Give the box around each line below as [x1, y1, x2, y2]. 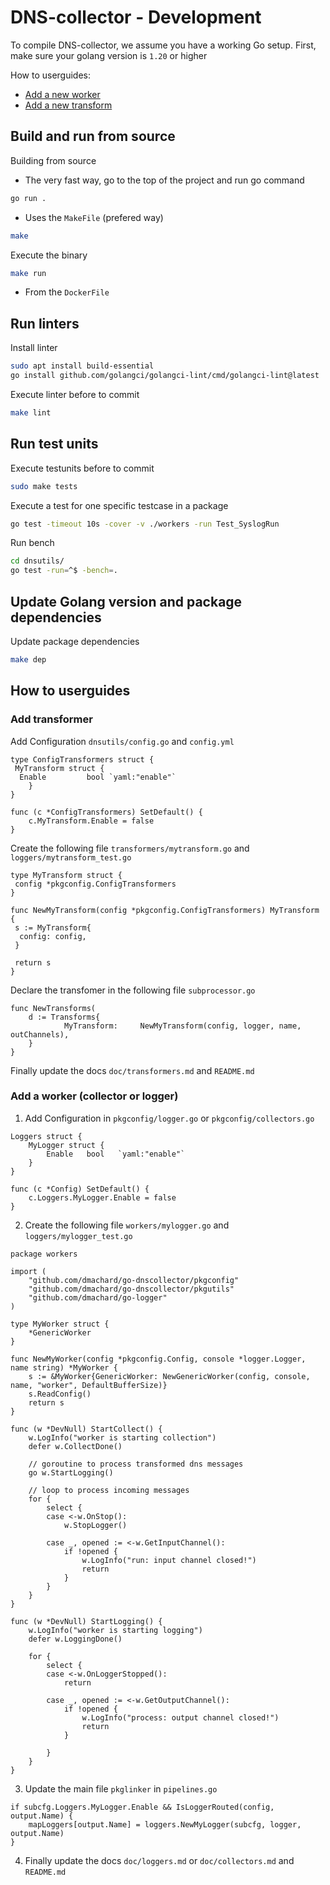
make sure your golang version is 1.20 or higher [10, 49, 208, 61]
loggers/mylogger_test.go [24, 1231, 133, 1241]
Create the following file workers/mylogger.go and [24, 1219, 230, 1231]
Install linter [10, 342, 58, 354]
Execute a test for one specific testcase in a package [10, 499, 229, 511]
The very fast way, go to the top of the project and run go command [24, 174, 305, 186]
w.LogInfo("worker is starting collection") [28, 1432, 217, 1443]
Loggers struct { [10, 1131, 83, 1141]
